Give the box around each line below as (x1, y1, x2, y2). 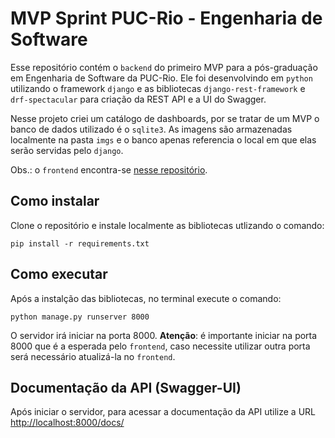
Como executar (10, 266, 108, 283)
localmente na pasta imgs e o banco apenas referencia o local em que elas (10, 133, 317, 146)
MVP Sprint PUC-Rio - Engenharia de (10, 7, 323, 30)
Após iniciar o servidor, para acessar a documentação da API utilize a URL (10, 406, 316, 418)
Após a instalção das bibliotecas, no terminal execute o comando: (10, 292, 282, 304)
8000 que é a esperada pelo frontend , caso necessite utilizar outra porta (10, 340, 311, 352)
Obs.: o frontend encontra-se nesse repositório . (10, 163, 208, 176)
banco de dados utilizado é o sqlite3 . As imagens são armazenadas (10, 123, 293, 135)
